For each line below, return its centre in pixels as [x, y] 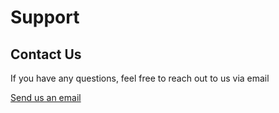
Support [45, 17]
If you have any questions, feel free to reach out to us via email [140, 78]
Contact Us [46, 54]
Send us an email [46, 97]
